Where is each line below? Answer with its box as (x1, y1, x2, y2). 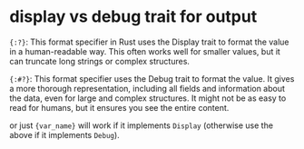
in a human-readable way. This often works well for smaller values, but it (9, 45, 281, 56)
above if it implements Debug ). (9, 129, 120, 140)
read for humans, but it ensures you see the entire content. (9, 102, 230, 113)
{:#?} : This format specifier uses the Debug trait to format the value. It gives (9, 73, 295, 84)
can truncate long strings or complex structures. (9, 55, 191, 66)
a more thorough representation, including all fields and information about (9, 83, 286, 94)
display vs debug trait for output (9, 6, 258, 27)
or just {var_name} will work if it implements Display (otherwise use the (9, 120, 274, 131)
